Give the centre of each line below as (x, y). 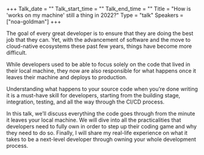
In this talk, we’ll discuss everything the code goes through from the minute (101, 114)
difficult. (17, 53)
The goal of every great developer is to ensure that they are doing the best (100, 33)
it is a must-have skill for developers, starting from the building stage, (93, 95)
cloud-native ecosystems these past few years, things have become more (99, 46)
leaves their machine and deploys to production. (67, 77)
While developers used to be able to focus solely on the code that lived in (98, 64)
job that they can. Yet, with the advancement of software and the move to (98, 40)
